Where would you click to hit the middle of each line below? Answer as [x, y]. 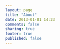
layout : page [19, 10]
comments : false [22, 24]
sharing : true [20, 29]
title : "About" [21, 15]
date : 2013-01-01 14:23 [30, 19]
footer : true [19, 34]
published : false [23, 39]
